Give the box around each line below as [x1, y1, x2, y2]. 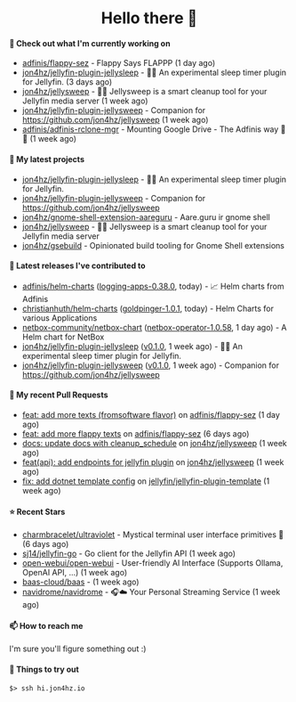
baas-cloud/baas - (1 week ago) [21, 576, 140, 587]
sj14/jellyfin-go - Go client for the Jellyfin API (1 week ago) [21, 548, 236, 559]
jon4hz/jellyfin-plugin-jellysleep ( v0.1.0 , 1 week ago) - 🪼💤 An [21, 340, 243, 351]
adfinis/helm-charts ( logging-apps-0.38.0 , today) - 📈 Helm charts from [21, 281, 284, 291]
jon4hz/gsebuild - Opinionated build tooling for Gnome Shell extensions [21, 240, 285, 250]
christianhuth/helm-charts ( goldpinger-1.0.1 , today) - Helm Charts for [21, 303, 274, 314]
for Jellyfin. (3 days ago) [21, 77, 113, 87]
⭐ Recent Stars [9, 506, 66, 517]
